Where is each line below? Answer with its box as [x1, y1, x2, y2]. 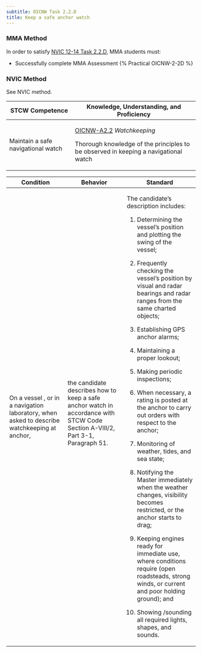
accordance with [67, 409, 115, 417]
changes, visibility [136, 491, 188, 500]
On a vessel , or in [9, 394, 60, 402]
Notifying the [136, 468, 174, 477]
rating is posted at [136, 396, 188, 404]
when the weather [136, 483, 188, 492]
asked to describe [9, 416, 60, 425]
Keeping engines [136, 534, 185, 543]
